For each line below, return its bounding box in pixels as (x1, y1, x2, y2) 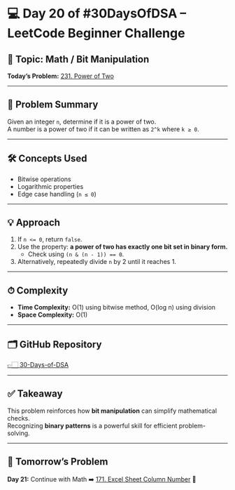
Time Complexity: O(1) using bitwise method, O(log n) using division (17, 303, 215, 312)
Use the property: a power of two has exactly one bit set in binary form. (17, 243, 228, 251)
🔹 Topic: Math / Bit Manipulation (7, 53, 150, 65)
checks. (7, 413, 30, 422)
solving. (7, 429, 30, 437)
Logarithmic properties (17, 182, 84, 190)
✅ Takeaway (7, 388, 63, 400)
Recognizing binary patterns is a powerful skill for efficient (7, 421, 178, 430)
